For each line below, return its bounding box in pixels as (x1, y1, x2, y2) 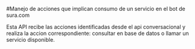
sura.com (6, 11, 30, 19)
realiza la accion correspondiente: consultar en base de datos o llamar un (6, 30, 189, 37)
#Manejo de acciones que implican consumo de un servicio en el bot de (6, 5, 185, 12)
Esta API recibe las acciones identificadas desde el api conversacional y (6, 24, 186, 30)
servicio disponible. (6, 36, 56, 43)
